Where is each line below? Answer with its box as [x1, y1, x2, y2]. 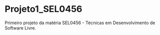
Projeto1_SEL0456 [5, 3, 83, 15]
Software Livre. [5, 25, 36, 31]
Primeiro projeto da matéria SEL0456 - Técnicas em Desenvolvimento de [5, 20, 155, 26]
